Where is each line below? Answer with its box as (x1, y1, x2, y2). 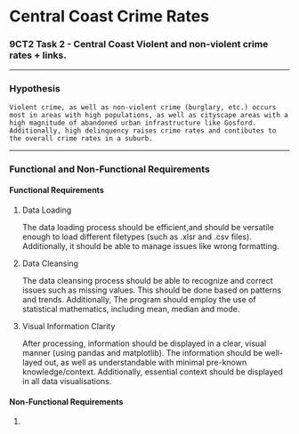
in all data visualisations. (21, 375, 112, 386)
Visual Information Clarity (21, 320, 116, 331)
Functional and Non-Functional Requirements (9, 163, 211, 175)
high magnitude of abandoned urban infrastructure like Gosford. (9, 118, 256, 127)
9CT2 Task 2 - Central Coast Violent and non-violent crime (9, 38, 269, 51)
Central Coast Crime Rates (9, 6, 210, 27)
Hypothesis (9, 83, 61, 95)
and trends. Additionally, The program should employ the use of (21, 293, 256, 304)
